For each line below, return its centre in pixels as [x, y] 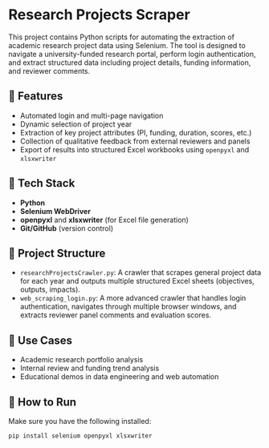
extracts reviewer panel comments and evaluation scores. [115, 315]
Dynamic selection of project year [76, 124]
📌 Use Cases [41, 340]
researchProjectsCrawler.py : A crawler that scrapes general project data [141, 272]
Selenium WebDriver [55, 211]
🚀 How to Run [43, 402]
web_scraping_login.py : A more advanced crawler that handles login [133, 298]
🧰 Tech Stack [42, 183]
